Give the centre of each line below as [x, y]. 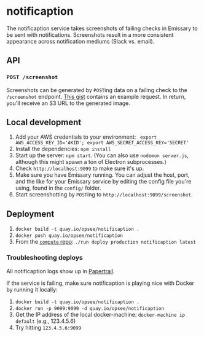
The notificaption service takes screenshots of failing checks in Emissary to [102, 28]
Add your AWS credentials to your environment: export [86, 137]
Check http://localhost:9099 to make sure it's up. [80, 169]
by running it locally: [32, 289]
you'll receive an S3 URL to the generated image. [69, 103]
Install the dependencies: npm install [63, 149]
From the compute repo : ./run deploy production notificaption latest [106, 242]
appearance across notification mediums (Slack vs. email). [80, 41]
